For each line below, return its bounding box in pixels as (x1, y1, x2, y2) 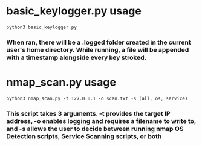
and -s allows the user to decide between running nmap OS (6, 124, 184, 133)
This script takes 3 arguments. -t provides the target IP (6, 109, 171, 118)
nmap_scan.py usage (6, 75, 117, 89)
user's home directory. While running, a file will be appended (6, 45, 189, 54)
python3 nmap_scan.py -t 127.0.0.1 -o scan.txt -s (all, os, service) (6, 95, 188, 101)
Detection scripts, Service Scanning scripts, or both (6, 132, 162, 140)
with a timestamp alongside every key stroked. (6, 53, 147, 62)
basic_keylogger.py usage (6, 4, 142, 18)
